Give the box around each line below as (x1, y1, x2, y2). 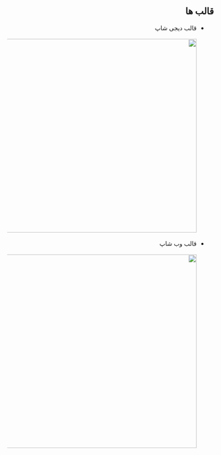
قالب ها (185, 6, 214, 17)
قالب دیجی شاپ (154, 23, 197, 32)
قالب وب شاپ (159, 239, 197, 247)
